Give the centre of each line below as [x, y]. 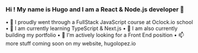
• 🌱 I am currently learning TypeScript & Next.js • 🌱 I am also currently [92, 28]
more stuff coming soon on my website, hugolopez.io [71, 44]
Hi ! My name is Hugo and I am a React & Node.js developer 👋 [95, 9]
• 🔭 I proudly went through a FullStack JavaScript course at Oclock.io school [99, 22]
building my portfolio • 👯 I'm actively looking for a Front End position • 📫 [95, 35]
